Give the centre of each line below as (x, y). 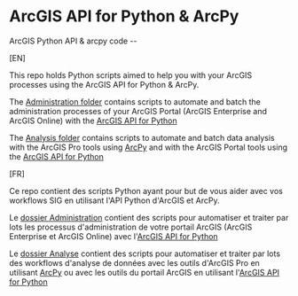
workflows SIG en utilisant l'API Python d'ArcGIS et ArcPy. (114, 200)
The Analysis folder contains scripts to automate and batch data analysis (142, 137)
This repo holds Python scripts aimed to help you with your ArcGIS (131, 75)
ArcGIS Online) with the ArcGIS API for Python (93, 121)
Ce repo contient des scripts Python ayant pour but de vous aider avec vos (146, 191)
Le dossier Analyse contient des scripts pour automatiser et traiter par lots (145, 253)
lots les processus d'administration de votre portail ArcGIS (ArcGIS (131, 227)
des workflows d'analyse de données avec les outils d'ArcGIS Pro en (134, 262)
